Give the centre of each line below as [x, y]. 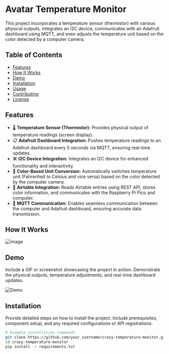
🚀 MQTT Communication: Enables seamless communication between [85, 203]
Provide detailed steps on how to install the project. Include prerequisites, [81, 318]
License [21, 99]
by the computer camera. [39, 182]
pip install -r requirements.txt [40, 346]
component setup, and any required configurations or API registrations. [79, 323]
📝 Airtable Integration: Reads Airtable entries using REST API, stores [84, 187]
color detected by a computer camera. [45, 39]
